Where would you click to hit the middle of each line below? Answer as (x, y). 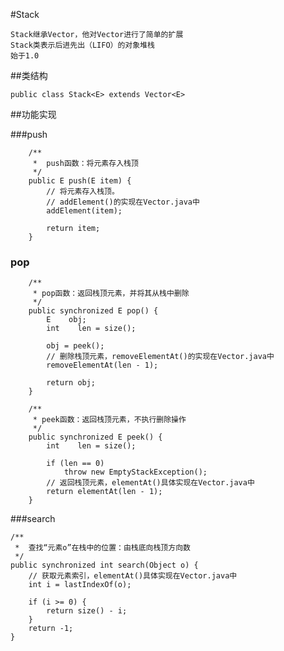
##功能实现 (33, 114)
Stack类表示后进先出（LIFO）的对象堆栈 (82, 45)
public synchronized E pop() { (93, 311)
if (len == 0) (75, 464)
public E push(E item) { (80, 181)
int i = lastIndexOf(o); (80, 585)
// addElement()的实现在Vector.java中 (123, 202)
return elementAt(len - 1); (104, 492)
